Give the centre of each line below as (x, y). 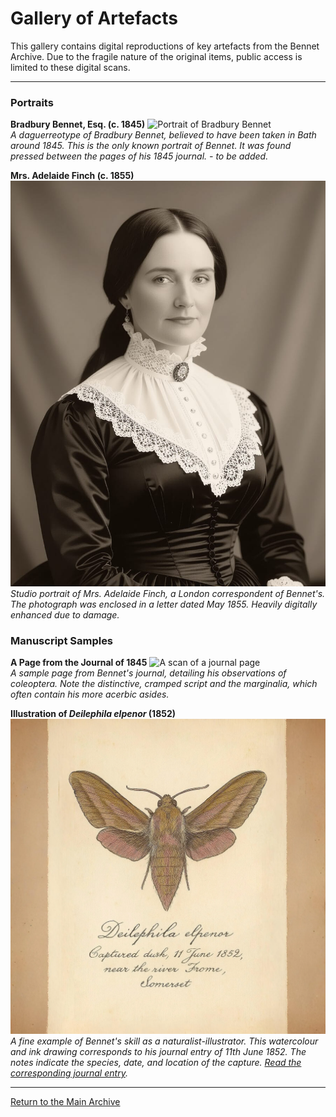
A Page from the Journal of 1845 (79, 662)
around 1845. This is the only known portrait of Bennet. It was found (151, 146)
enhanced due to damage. (65, 614)
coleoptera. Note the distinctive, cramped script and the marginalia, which (164, 683)
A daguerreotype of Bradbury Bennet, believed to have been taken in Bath (163, 135)
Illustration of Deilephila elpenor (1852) (93, 713)
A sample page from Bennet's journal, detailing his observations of (148, 673)
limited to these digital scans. (70, 67)
